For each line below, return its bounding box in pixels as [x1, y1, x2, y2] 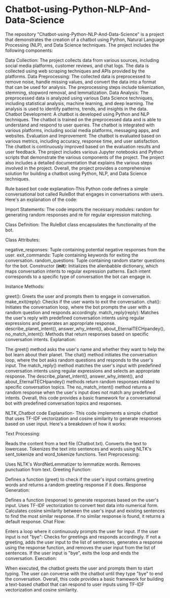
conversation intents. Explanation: [5, 336, 76, 342]
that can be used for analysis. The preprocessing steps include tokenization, [5, 84, 165, 90]
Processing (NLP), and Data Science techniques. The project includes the [5, 42, 159, 48]
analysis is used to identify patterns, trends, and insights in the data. [5, 106, 148, 112]
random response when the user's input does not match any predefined [5, 389, 156, 395]
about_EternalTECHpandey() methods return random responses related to [5, 378, 160, 384]
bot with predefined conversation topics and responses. [5, 400, 123, 406]
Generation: [5, 487, 30, 493]
